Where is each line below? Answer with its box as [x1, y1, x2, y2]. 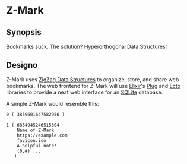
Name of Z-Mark [17, 127, 55, 133]
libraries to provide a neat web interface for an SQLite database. [6, 89, 163, 96]
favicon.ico [17, 137, 46, 143]
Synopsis [6, 27, 42, 37]
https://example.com [17, 132, 68, 138]
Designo [6, 60, 38, 70]
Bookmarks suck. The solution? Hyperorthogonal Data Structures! [6, 43, 167, 50]
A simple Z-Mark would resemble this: [6, 100, 99, 107]
